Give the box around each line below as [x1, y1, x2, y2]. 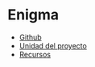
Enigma [7, 6, 60, 24]
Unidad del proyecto [19, 40, 88, 50]
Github [19, 32, 42, 42]
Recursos [19, 49, 52, 59]
